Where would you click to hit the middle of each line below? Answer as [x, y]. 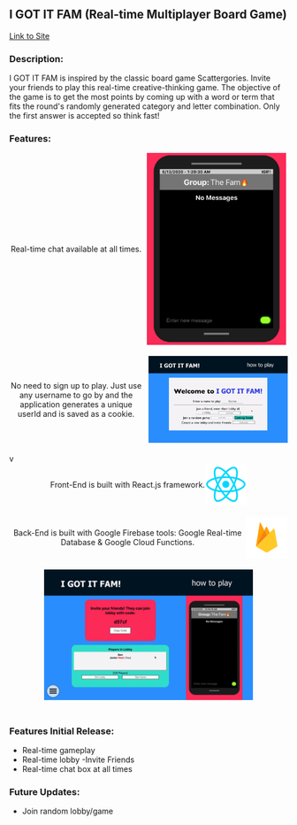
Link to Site [30, 35]
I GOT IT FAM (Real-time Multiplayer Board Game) [148, 15]
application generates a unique [76, 404]
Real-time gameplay [58, 751]
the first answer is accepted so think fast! [84, 116]
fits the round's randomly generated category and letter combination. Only [145, 106]
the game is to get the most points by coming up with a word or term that [142, 97]
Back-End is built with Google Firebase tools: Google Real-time [127, 532]
